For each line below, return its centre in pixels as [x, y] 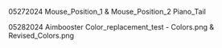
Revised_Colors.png [41, 36]
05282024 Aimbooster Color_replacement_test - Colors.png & [111, 27]
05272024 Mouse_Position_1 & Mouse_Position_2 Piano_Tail [107, 12]
